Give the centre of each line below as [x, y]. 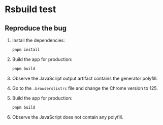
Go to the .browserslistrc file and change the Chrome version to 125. [85, 88]
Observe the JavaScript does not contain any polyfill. [68, 117]
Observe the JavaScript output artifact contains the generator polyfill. [85, 78]
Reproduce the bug [36, 28]
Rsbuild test [30, 9]
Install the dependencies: [39, 40]
